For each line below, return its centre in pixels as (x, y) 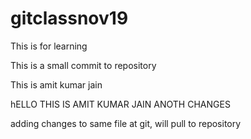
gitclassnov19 (69, 18)
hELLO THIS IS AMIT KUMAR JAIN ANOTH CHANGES (120, 104)
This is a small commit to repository (83, 65)
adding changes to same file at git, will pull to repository (126, 123)
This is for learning (49, 46)
